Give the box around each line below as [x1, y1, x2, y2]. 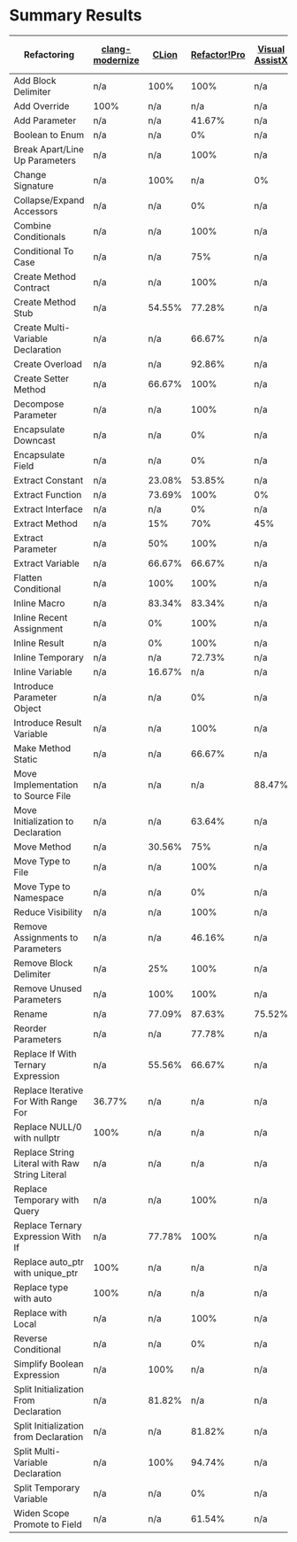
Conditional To [13, 244, 74, 257]
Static [13, 753, 38, 765]
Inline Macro [13, 597, 65, 609]
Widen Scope [13, 1507, 70, 1519]
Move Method [13, 841, 72, 853]
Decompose [13, 398, 65, 410]
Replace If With [13, 1047, 77, 1059]
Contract [13, 281, 50, 293]
